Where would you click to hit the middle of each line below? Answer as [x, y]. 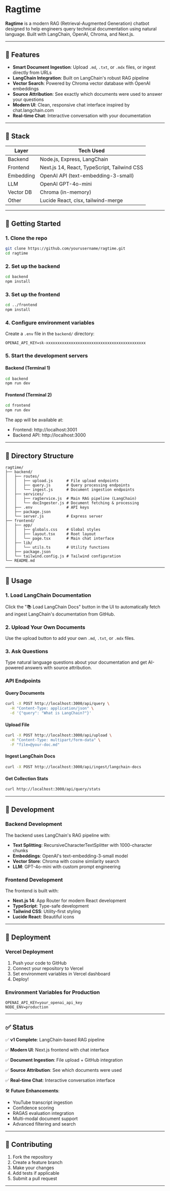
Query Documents [25, 693]
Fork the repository [33, 1157]
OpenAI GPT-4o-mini [66, 184]
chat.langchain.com [33, 110]
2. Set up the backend [33, 266]
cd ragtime [17, 254]
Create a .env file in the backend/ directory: [50, 334]
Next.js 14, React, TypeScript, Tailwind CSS [91, 167]
